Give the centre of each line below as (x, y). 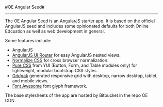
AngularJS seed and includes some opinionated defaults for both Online (77, 26)
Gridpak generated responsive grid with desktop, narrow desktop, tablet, (85, 76)
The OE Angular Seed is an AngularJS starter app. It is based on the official (80, 21)
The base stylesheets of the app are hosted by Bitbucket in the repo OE (76, 95)
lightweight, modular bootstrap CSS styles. (55, 70)
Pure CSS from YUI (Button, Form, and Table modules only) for (74, 65)
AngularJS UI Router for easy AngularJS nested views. (66, 55)
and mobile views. (30, 81)
